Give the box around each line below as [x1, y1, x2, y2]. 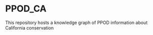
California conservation [5, 24, 54, 30]
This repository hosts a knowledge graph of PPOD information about [5, 19, 148, 25]
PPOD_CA [5, 3, 47, 14]
